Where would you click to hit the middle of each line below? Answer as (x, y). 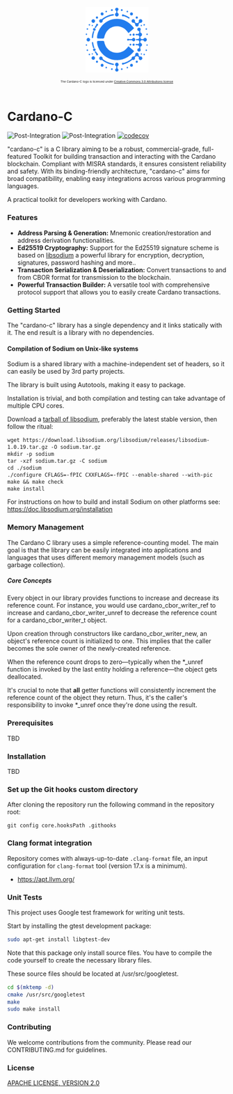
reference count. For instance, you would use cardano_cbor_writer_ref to (112, 605)
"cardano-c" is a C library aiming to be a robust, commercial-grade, (104, 149)
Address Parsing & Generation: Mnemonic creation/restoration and (114, 232)
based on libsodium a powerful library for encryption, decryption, (111, 255)
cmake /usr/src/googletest (46, 994)
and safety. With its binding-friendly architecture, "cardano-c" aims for (109, 171)
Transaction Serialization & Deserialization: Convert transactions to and (122, 270)
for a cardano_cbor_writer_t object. (57, 620)
